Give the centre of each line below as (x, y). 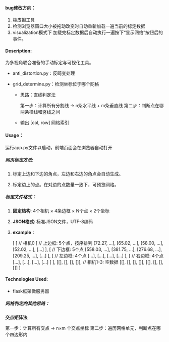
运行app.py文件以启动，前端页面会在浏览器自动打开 (59, 147)
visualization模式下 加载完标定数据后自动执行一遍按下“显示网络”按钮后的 (88, 32)
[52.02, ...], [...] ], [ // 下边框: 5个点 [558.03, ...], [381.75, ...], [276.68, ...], (87, 249)
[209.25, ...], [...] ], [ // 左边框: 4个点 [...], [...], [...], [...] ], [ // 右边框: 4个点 (88, 255)
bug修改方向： (21, 8)
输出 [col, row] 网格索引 (45, 123)
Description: (18, 51)
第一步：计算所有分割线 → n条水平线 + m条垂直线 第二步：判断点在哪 (92, 106)
